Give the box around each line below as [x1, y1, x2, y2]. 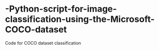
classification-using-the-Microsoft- [5, 14, 155, 25]
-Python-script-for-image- [5, 3, 117, 15]
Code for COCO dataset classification [5, 40, 81, 46]
